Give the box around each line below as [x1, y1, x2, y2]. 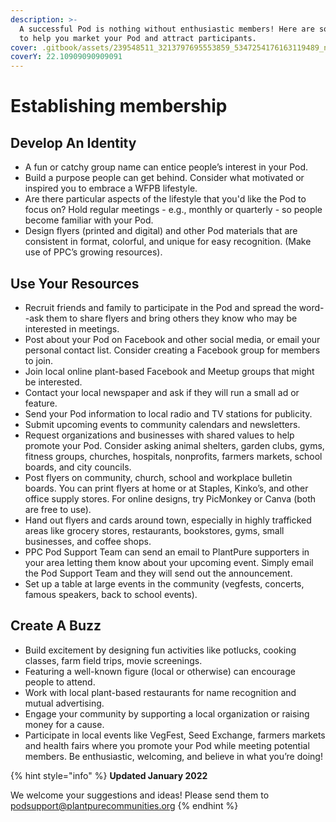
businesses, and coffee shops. [24, 535, 152, 547]
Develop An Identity [10, 134, 137, 151]
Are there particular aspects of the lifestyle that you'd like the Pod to [24, 193, 307, 205]
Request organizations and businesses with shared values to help [24, 429, 295, 441]
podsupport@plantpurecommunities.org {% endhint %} [10, 799, 239, 811]
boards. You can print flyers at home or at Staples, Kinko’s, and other [24, 482, 309, 494]
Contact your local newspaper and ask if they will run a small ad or [24, 386, 300, 398]
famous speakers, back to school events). [24, 588, 198, 600]
